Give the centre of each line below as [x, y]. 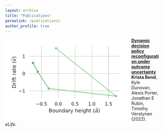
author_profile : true [27, 26]
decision [140, 46]
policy [138, 51]
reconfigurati [145, 56]
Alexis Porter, [145, 93]
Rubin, [138, 103]
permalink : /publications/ [33, 21]
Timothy [140, 109]
